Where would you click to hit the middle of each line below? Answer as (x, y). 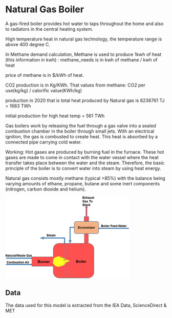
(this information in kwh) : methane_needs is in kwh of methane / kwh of (81, 59)
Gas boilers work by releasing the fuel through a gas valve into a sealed (81, 125)
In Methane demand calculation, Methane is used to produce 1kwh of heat (83, 54)
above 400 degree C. (28, 44)
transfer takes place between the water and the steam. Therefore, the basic (85, 163)
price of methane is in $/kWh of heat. (45, 75)
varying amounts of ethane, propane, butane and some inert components (83, 183)
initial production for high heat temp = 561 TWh (55, 116)
